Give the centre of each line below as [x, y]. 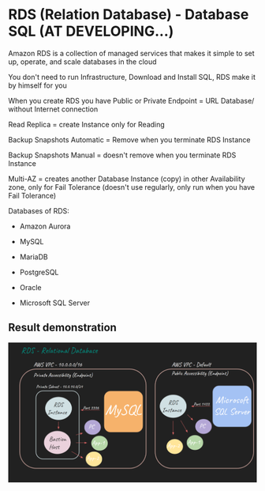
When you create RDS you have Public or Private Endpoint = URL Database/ [131, 100]
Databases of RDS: [39, 210]
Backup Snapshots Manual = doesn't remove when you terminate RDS [122, 155]
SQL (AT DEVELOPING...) [91, 31]
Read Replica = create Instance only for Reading [87, 124]
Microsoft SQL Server [55, 303]
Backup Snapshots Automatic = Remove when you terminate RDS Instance [129, 139]
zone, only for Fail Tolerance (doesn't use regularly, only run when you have [131, 187]
